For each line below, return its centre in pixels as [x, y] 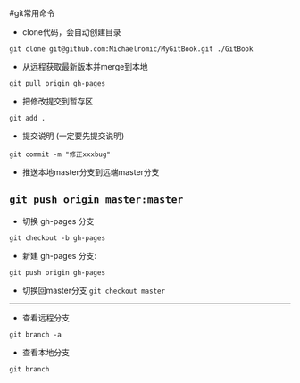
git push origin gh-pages [57, 272]
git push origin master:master [96, 200]
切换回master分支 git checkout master [94, 290]
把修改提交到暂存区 [58, 101]
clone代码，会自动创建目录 [72, 32]
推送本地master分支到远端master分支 [91, 172]
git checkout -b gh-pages [57, 238]
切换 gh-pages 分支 [58, 221]
